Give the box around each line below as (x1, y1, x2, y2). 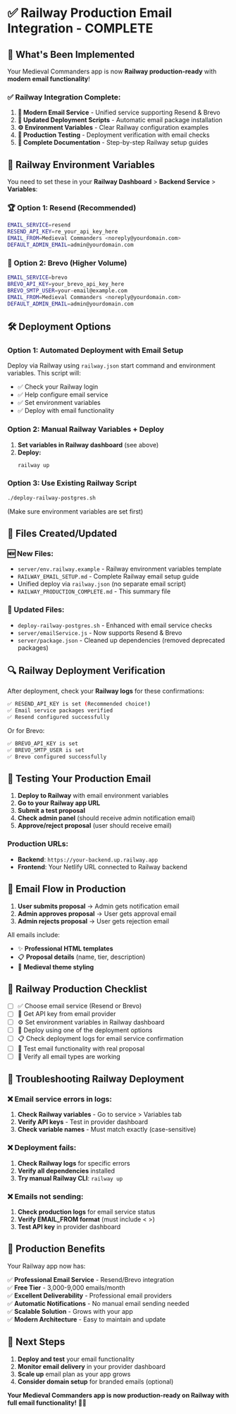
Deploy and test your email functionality (17, 1355, 135, 1363)
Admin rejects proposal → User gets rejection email (17, 917, 169, 925)
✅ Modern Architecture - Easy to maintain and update (7, 1315, 166, 1324)
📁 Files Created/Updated (7, 528, 118, 539)
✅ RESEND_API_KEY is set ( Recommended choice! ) (7, 701, 151, 708)
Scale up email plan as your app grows (17, 1370, 131, 1378)
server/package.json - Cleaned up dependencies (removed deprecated (17, 636, 225, 644)
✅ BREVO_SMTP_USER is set (7, 747, 85, 754)
